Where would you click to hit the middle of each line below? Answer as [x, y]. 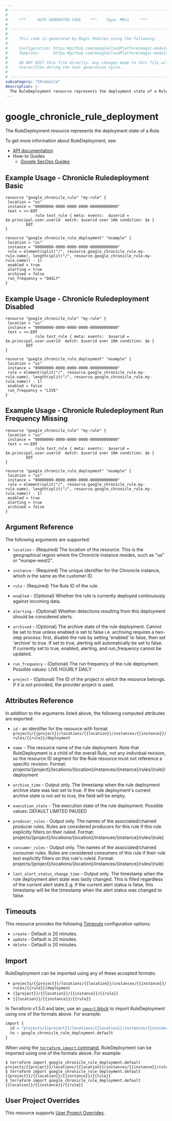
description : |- [23, 86]
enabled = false [25, 386]
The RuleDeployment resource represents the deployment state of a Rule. [83, 131]
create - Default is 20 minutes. [45, 934]
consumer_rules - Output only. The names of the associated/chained [84, 847]
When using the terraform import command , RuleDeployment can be [79, 1048]
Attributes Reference [39, 701]
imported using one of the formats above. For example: [63, 1053]
